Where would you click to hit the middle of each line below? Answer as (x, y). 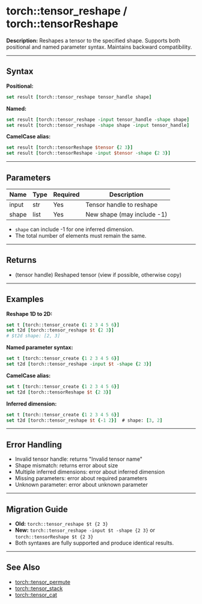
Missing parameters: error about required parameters (81, 478)
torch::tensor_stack (39, 588)
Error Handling (34, 444)
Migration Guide (37, 509)
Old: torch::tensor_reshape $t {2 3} (61, 524)
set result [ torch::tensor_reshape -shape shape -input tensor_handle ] (98, 125)
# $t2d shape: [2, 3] (33, 336)
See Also (23, 568)
